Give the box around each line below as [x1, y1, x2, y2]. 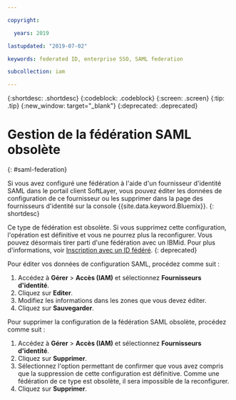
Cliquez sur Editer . [17, 289, 73, 297]
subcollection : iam [7, 68, 66, 76]
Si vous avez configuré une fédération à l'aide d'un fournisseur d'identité [7, 179, 222, 188]
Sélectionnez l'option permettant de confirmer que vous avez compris [17, 361, 224, 371]
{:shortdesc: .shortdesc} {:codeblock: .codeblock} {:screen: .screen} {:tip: [7, 94, 225, 103]
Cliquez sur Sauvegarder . [17, 304, 94, 312]
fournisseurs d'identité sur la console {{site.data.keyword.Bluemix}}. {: [7, 202, 214, 210]
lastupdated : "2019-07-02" [7, 42, 88, 50]
